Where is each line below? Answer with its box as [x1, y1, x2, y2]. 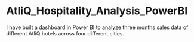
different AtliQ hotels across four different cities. [6, 30, 125, 37]
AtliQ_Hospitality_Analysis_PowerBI [6, 4, 188, 18]
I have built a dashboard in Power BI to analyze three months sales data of [6, 24, 189, 31]
